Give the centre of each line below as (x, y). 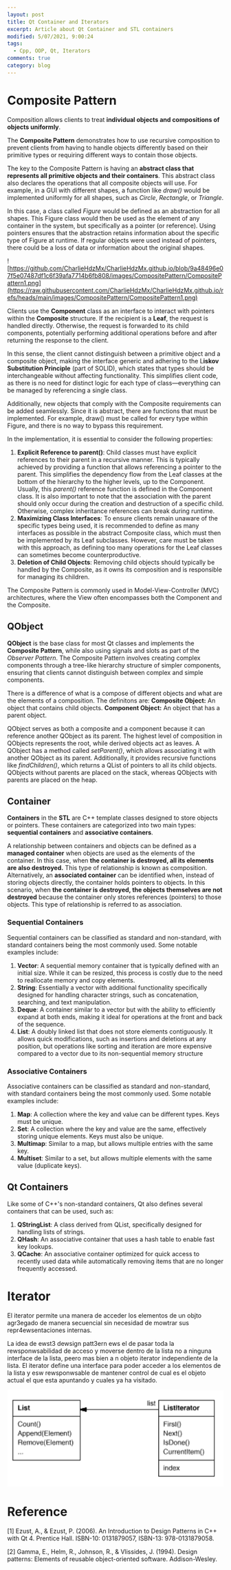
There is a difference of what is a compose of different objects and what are (115, 693)
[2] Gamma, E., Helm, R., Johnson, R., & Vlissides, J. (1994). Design (102, 1551)
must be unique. (40, 1121)
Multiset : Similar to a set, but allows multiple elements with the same (114, 1158)
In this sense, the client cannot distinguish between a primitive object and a (114, 353)
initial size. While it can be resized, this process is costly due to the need (120, 973)
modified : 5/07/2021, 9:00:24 (51, 37)
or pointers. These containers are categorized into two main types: (101, 825)
